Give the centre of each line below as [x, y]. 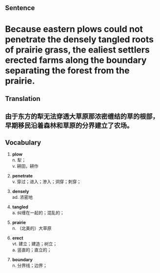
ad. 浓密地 [22, 197]
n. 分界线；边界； [30, 266]
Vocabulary [23, 143]
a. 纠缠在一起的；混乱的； [38, 213]
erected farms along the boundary [76, 60]
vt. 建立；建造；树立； [35, 244]
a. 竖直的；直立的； [32, 250]
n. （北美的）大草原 [32, 228]
